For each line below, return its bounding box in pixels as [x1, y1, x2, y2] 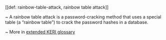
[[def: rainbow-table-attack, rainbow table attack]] [5, 4, 109, 10]
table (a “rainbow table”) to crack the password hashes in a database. [5, 19, 149, 25]
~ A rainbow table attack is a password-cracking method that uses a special [5, 14, 162, 19]
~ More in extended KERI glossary [5, 29, 75, 34]
